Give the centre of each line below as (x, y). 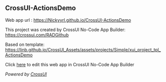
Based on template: (25, 44)
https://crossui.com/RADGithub (37, 35)
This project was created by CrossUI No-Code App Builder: (65, 30)
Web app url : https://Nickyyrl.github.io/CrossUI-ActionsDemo (68, 20)
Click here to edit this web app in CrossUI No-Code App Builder (70, 64)
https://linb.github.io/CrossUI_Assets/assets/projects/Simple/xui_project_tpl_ (83, 49)
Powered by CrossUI (26, 74)
